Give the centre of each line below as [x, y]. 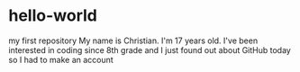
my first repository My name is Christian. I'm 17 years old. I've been [133, 40]
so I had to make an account [61, 59]
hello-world [53, 16]
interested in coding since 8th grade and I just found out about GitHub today [150, 49]
